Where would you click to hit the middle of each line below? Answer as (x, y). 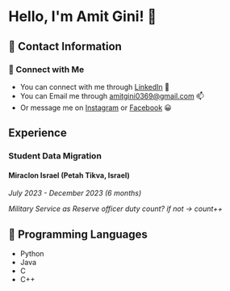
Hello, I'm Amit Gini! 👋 (83, 17)
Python (32, 254)
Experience (38, 133)
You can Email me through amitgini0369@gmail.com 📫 (112, 95)
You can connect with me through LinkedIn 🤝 (94, 86)
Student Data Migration (55, 156)
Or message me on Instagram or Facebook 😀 (96, 108)
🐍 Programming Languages (78, 234)
